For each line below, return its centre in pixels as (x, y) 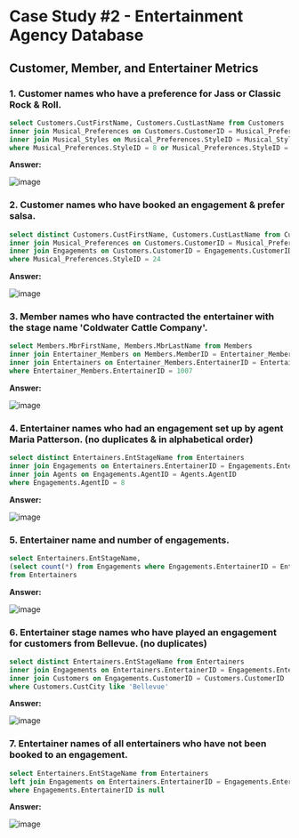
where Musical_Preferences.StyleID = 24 (85, 260)
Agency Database (77, 35)
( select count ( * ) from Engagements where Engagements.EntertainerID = (143, 567)
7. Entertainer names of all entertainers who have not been (138, 744)
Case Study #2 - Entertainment (126, 16)
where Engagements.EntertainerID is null (87, 790)
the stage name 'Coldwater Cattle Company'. (109, 328)
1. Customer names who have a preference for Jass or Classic (145, 93)
